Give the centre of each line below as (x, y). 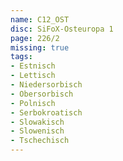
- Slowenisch (37, 131)
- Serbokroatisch (46, 112)
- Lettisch (33, 76)
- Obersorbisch (42, 94)
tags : (21, 57)
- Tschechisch (40, 141)
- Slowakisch (37, 122)
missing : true (40, 47)
